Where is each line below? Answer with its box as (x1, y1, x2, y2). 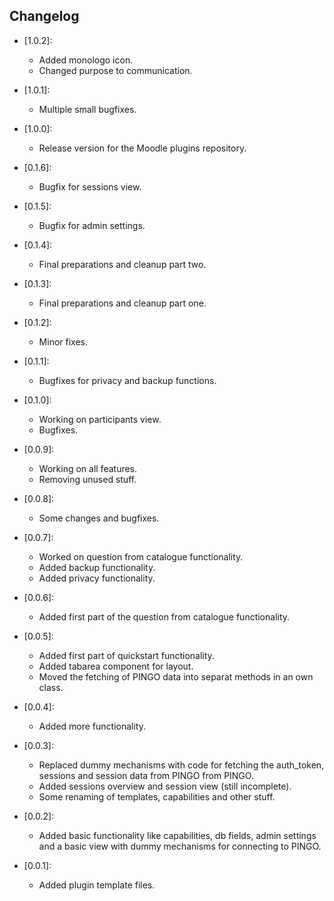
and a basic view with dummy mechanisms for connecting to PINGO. (38, 840, 322, 852)
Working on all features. (38, 462, 138, 474)
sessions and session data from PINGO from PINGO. (38, 769, 254, 781)
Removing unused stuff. (38, 473, 137, 485)
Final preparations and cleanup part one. (38, 297, 207, 309)
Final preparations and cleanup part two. (38, 258, 207, 270)
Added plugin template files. (38, 879, 156, 891)
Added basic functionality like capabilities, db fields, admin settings (38, 829, 317, 841)
